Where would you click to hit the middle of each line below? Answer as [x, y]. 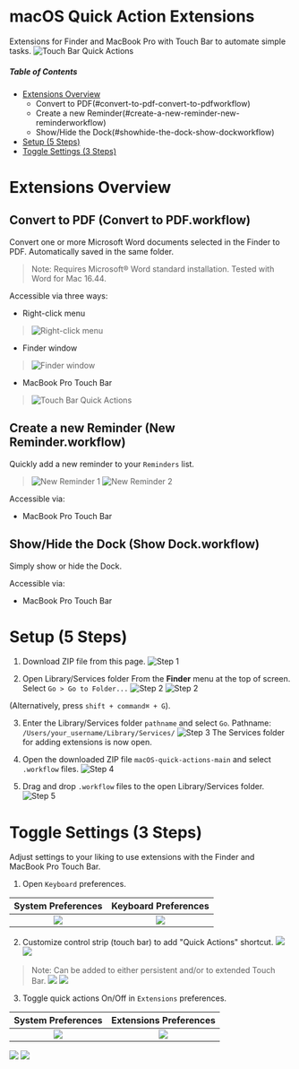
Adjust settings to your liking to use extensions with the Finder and [132, 857]
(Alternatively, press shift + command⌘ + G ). [90, 706]
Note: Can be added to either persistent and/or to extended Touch [153, 970]
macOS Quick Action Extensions [132, 17]
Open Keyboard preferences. [74, 884]
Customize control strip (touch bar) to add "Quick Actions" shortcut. [148, 943]
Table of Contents [43, 71]
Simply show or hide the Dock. [66, 566]
